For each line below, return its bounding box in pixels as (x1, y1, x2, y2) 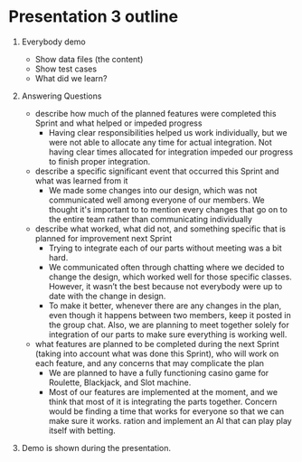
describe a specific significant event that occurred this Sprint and (34, 165, 279, 176)
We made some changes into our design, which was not (48, 184, 258, 195)
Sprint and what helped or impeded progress (34, 118, 203, 128)
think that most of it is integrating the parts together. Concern (48, 396, 278, 407)
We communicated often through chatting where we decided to (48, 261, 285, 272)
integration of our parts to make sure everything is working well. (48, 328, 288, 340)
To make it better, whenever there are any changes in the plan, (48, 300, 282, 311)
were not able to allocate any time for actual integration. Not (48, 137, 272, 147)
